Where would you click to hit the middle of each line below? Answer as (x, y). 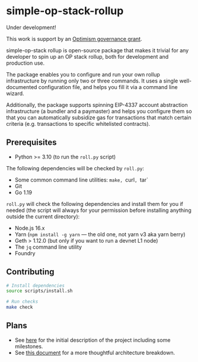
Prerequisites (31, 143)
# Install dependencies (36, 285)
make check (20, 307)
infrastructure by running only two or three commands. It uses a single (92, 81)
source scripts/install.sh (39, 291)
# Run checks (22, 302)
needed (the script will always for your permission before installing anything (99, 210)
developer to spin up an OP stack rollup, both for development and (87, 56)
